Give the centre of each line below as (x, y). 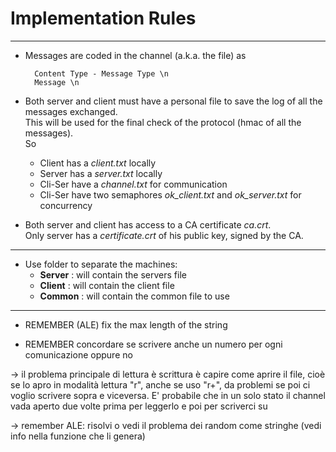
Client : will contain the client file (107, 285)
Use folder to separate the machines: (101, 264)
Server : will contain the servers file (113, 274)
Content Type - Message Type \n (101, 73)
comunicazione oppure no (78, 354)
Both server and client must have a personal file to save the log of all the (173, 101)
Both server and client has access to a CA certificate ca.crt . (148, 224)
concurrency (66, 205)
